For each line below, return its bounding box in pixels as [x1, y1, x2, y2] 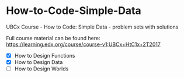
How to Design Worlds [14, 65, 69, 72]
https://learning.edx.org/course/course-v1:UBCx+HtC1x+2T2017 [6, 41, 161, 48]
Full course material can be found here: [6, 34, 100, 41]
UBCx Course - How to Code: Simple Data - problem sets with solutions [6, 23, 179, 30]
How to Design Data [14, 59, 63, 65]
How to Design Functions [14, 52, 75, 59]
